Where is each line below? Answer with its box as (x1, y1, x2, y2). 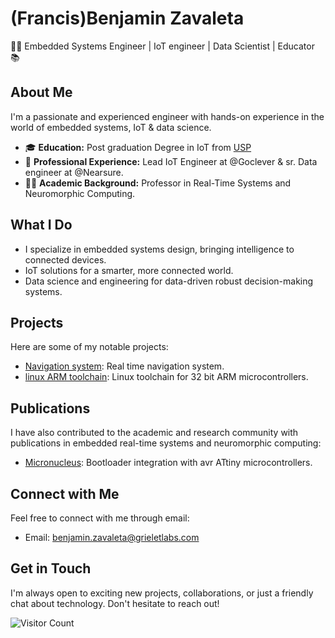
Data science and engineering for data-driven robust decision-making (24, 275, 314, 287)
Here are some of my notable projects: (10, 341, 169, 353)
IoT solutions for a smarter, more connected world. (24, 264, 234, 276)
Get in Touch (10, 560, 92, 577)
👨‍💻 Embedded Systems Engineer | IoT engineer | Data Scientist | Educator (10, 40, 315, 52)
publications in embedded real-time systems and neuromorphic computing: (10, 437, 322, 449)
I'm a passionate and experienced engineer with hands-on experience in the (10, 110, 325, 122)
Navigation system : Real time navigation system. (24, 360, 225, 372)
